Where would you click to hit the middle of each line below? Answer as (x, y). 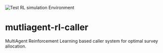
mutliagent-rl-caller (47, 27)
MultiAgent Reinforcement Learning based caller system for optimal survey (82, 41)
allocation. (16, 46)
